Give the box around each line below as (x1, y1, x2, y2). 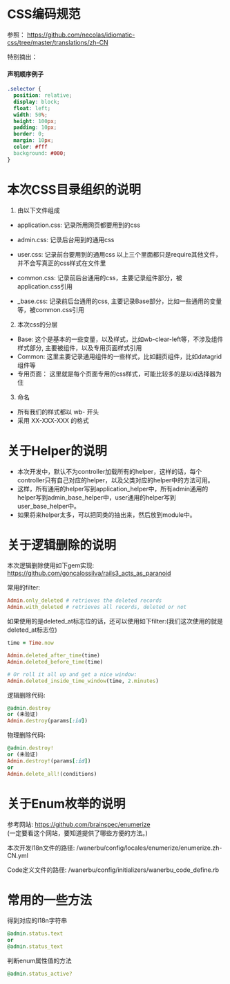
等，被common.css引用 (17, 305, 85, 313)
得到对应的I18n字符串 (7, 916, 68, 924)
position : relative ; (13, 92, 73, 99)
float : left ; (13, 104, 51, 111)
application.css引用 (17, 282, 73, 291)
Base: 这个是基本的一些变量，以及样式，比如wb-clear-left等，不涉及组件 (17, 335, 224, 343)
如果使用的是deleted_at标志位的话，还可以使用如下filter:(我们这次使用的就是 (7, 617, 223, 626)
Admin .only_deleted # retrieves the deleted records (7, 597, 162, 604)
